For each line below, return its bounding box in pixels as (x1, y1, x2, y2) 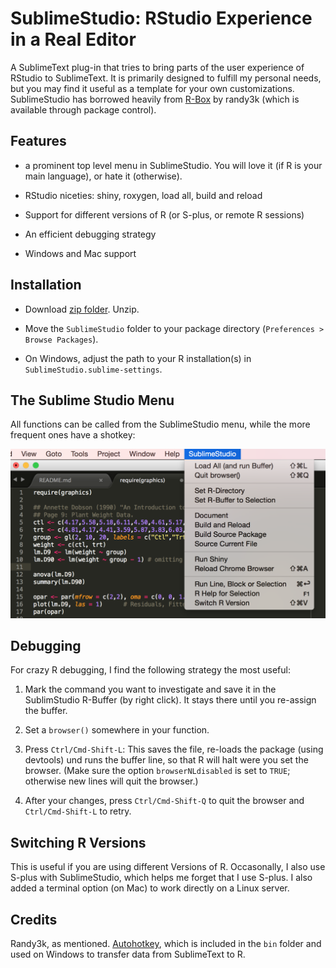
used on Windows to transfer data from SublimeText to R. (10, 948, 246, 961)
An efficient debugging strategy (24, 228, 157, 240)
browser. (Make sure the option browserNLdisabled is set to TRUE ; (24, 765, 291, 777)
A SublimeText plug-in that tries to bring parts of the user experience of (10, 61, 305, 73)
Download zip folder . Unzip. (24, 303, 140, 315)
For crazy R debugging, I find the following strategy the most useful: (10, 664, 291, 676)
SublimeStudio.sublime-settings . (24, 363, 163, 375)
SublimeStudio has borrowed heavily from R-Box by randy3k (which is (10, 93, 300, 105)
